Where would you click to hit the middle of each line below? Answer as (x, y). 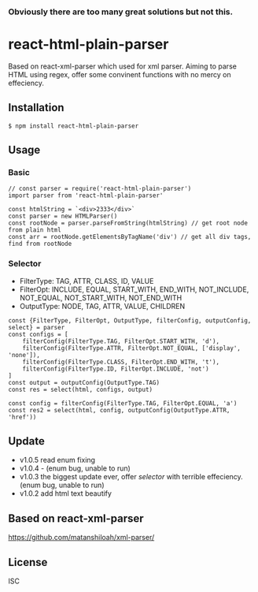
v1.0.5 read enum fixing (57, 460)
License (28, 562)
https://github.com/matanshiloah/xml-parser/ (81, 538)
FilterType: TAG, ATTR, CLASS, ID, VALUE (87, 281)
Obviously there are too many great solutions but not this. (121, 12)
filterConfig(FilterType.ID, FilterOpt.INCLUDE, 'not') (116, 369)
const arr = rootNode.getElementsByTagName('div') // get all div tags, (130, 237)
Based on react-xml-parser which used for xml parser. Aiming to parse (123, 66)
